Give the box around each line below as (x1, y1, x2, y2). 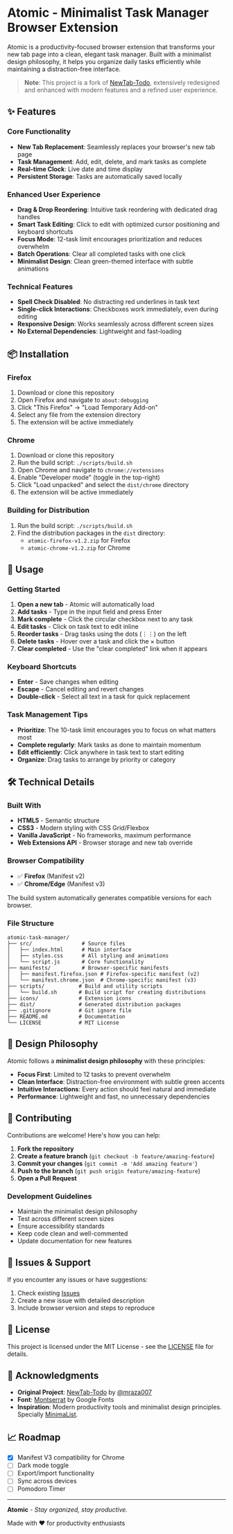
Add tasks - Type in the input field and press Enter (17, 607, 162, 616)
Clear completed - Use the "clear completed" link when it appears (17, 645, 208, 653)
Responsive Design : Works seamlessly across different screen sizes (17, 320, 214, 328)
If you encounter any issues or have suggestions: (7, 1275, 148, 1284)
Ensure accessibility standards (17, 1222, 105, 1230)
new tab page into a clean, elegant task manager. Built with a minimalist (7, 50, 212, 58)
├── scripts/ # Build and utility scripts (7, 983, 163, 990)
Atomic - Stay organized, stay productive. (7, 1505, 128, 1514)
